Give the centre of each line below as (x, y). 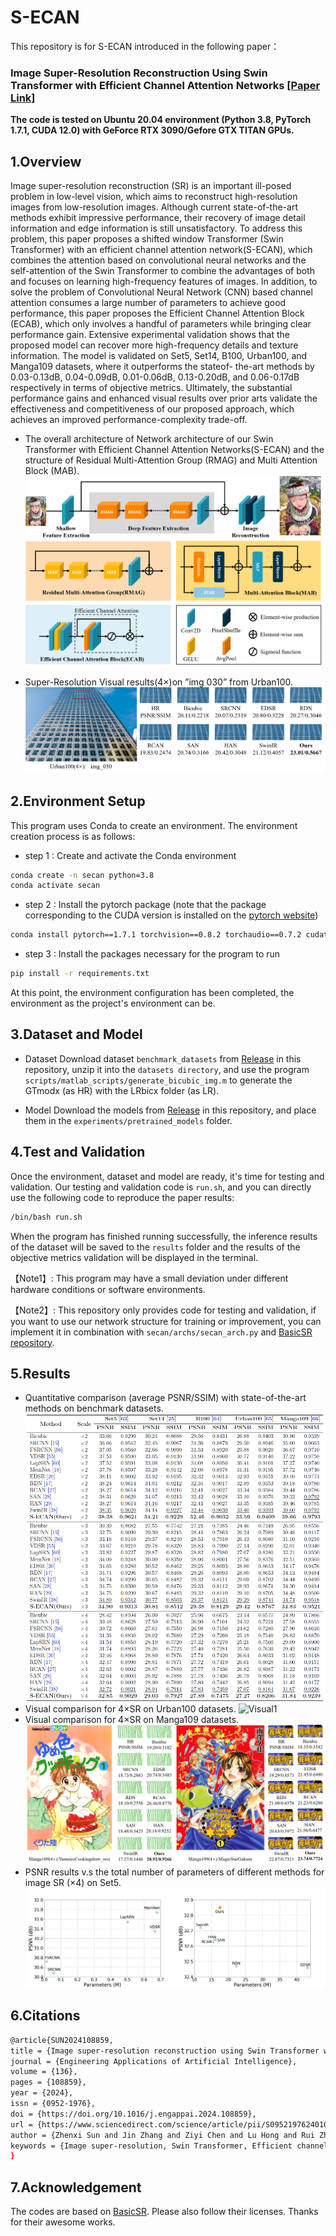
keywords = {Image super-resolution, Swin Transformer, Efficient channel (169, 2146)
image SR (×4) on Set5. (73, 1883)
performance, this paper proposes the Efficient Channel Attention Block (157, 313)
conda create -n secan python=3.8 (82, 875)
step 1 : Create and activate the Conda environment (130, 855)
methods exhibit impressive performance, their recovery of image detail (158, 218)
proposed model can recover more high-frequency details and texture (154, 345)
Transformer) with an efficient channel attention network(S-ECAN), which (161, 250)
